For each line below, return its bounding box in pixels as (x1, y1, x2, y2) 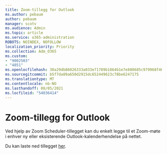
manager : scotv (5, 21, 37, 26)
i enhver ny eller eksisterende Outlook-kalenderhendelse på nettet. (5, 134, 142, 140)
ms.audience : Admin (5, 26, 46, 31)
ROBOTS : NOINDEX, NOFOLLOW (5, 40, 61, 45)
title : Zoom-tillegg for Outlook (5, 7, 75, 12)
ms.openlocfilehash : (5, 68, 48, 73)
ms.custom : (5, 53, 28, 59)
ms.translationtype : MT (5, 77, 55, 81)
